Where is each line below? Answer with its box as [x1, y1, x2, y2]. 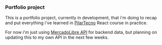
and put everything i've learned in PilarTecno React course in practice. [5, 20, 148, 26]
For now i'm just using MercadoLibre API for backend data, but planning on [5, 30, 158, 35]
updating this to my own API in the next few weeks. [5, 34, 109, 40]
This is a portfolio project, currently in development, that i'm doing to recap [5, 15, 157, 21]
